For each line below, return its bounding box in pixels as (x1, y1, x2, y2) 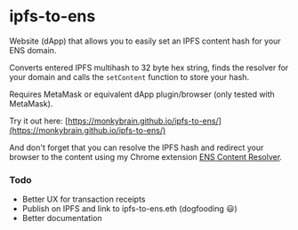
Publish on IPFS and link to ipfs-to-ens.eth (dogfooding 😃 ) (21, 203, 238, 214)
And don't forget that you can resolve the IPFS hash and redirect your (9, 142, 264, 153)
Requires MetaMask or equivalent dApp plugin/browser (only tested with (9, 89, 276, 99)
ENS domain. (9, 44, 57, 55)
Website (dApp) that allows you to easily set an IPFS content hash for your (9, 36, 282, 46)
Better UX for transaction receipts (21, 194, 146, 205)
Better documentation (21, 213, 102, 224)
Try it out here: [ (9, 115, 68, 126)
